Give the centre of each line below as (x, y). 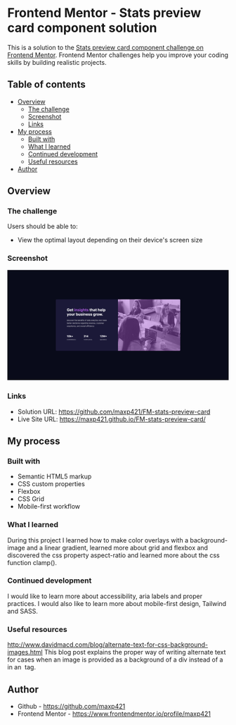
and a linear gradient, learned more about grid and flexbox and (118, 547)
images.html (25, 652)
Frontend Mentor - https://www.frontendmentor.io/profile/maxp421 (114, 714)
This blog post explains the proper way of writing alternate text (135, 652)
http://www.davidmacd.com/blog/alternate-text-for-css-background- (108, 645)
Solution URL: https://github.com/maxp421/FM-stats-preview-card (114, 411)
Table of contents (46, 85)
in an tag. (22, 667)
